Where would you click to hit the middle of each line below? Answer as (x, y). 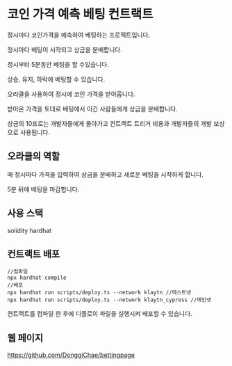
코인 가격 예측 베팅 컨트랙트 (80, 14)
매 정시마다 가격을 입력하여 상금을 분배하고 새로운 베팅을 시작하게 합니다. (105, 174)
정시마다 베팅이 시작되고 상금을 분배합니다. (65, 49)
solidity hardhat (30, 230)
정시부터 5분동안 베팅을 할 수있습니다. (58, 64)
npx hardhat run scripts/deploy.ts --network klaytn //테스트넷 (99, 293)
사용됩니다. (35, 132)
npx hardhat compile (37, 278)
